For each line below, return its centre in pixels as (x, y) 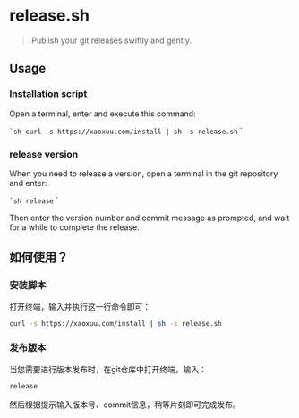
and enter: (28, 183)
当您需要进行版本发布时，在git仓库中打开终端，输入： (108, 369)
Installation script (48, 94)
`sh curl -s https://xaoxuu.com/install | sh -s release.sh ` (126, 131)
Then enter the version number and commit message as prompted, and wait (149, 218)
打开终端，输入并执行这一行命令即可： (80, 306)
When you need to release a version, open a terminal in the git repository (144, 173)
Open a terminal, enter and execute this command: (103, 114)
